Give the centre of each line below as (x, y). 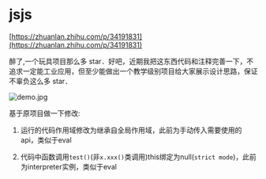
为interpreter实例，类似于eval (69, 166)
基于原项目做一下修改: (45, 113)
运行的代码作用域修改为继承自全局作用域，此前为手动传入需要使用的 (131, 130)
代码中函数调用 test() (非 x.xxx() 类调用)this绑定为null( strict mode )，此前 (139, 157)
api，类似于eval (46, 139)
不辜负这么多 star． (41, 81)
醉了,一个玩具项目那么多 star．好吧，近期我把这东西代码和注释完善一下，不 (131, 61)
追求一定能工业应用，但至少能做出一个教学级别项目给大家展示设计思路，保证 (133, 71)
